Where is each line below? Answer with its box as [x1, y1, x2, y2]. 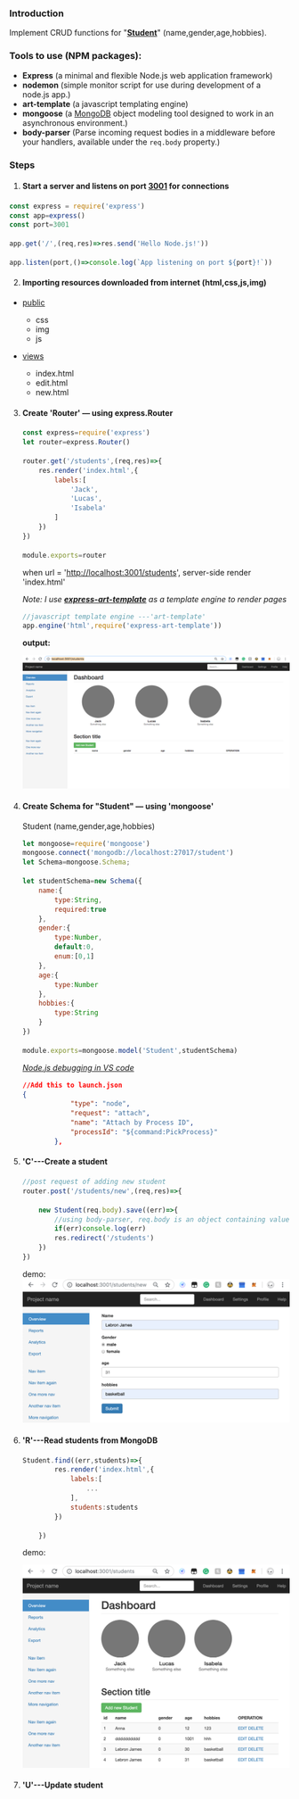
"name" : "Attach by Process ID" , [69, 1118, 194, 1127]
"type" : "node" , [69, 1099, 131, 1108]
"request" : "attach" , [69, 1109, 150, 1118]
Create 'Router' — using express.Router [21, 407, 174, 418]
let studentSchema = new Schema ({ [21, 877, 142, 886]
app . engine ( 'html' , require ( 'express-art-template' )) [21, 621, 222, 631]
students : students [69, 1503, 139, 1512]
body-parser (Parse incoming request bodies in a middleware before [21, 127, 276, 137]
